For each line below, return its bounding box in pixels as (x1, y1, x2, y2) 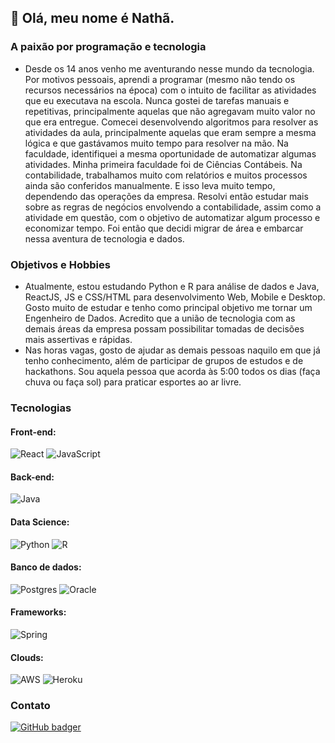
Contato (10, 699, 51, 713)
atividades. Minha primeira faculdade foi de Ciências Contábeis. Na (24, 158, 303, 170)
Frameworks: (10, 606, 67, 618)
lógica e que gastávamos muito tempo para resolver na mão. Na (24, 137, 289, 149)
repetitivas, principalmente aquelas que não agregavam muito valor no (24, 105, 316, 117)
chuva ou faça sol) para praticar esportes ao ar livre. (24, 376, 242, 388)
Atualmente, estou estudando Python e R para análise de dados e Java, (24, 280, 320, 292)
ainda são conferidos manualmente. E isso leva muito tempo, (24, 179, 276, 191)
